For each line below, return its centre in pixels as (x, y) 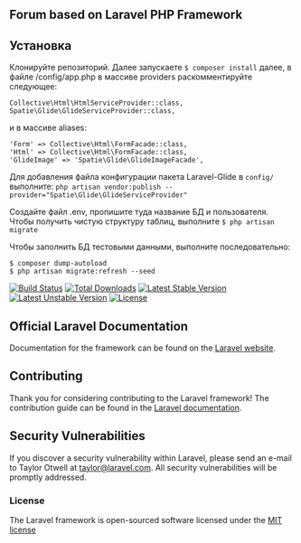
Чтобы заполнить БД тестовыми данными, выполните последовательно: (150, 247)
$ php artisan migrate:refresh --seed (82, 271)
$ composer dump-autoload (58, 264)
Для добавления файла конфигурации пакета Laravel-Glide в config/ (141, 177)
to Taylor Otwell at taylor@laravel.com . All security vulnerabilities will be (143, 467)
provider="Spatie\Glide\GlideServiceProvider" (99, 195)
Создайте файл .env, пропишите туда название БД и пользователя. (139, 212)
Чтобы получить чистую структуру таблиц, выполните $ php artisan (142, 221)
